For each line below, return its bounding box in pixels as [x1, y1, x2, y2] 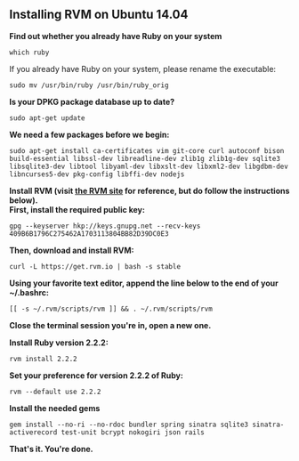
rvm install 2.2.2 [9, 354, 77, 363]
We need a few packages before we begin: [9, 129, 170, 140]
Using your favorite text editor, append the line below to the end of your [9, 278, 279, 288]
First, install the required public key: [9, 204, 145, 214]
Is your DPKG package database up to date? [9, 96, 175, 107]
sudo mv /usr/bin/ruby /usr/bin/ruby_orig [9, 80, 169, 90]
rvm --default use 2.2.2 [9, 387, 101, 396]
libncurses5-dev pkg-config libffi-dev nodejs [9, 169, 185, 179]
